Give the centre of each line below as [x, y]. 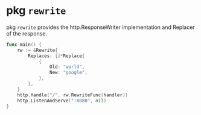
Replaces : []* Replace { [56, 56]
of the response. [27, 33]
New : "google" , [68, 73]
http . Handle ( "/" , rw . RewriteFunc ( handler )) [73, 95]
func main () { [24, 45]
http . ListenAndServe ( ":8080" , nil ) [62, 101]
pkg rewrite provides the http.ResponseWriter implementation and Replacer [101, 27]
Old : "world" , [67, 67]
